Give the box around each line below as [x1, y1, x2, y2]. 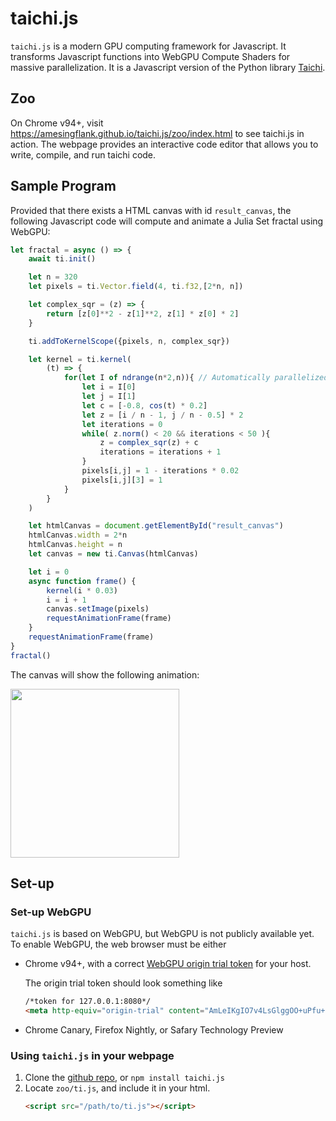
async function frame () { [28, 576, 137, 586]
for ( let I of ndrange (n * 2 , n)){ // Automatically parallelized [63, 373, 329, 383]
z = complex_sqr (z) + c [99, 438, 199, 448]
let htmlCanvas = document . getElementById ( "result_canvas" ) [28, 521, 284, 531]
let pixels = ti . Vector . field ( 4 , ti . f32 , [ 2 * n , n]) [28, 282, 244, 292]
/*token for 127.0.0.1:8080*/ [24, 997, 152, 1007]
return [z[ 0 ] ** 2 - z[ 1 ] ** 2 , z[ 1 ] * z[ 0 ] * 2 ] [46, 308, 240, 319]
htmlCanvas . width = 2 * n [28, 530, 128, 541]
